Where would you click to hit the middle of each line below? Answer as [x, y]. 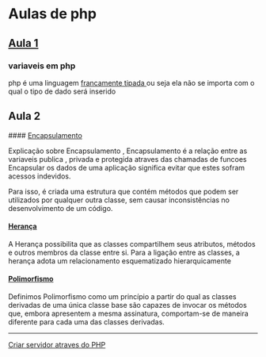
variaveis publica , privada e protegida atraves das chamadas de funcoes [127, 159]
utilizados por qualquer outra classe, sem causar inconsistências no [119, 200]
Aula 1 [23, 43]
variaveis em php [42, 66]
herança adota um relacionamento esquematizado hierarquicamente [120, 261]
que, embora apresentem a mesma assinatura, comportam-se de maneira [129, 313]
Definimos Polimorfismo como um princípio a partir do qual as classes [122, 297]
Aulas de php [53, 14]
